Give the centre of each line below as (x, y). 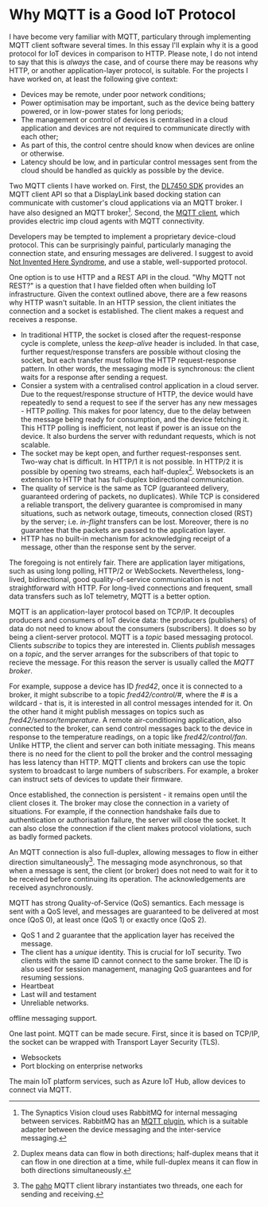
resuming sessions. (52, 977)
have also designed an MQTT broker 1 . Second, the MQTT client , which (124, 212)
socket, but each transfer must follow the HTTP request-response (128, 360)
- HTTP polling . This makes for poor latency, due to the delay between (136, 410)
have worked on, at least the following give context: (93, 79)
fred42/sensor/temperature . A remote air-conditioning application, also (125, 720)
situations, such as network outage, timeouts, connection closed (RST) (136, 514)
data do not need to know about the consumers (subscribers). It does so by (133, 629)
